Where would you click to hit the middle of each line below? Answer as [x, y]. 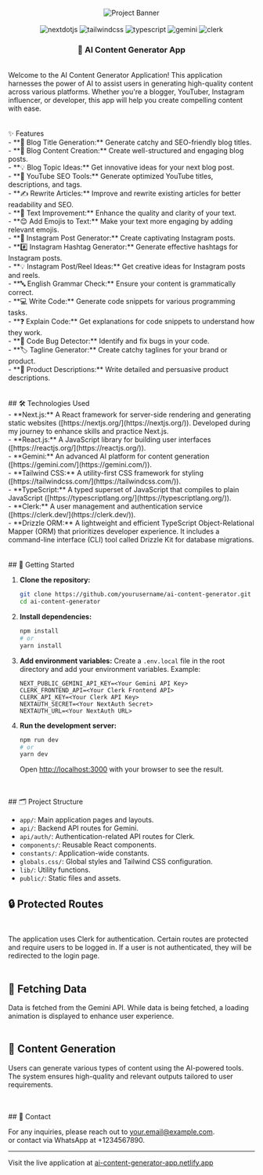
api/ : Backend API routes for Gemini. [79, 828]
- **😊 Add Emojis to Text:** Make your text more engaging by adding [121, 221]
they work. [25, 333]
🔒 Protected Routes [56, 904]
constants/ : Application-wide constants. [85, 853]
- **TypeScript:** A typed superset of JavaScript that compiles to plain [124, 490]
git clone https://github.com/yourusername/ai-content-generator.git [135, 595]
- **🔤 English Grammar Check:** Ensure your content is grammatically [122, 284]
